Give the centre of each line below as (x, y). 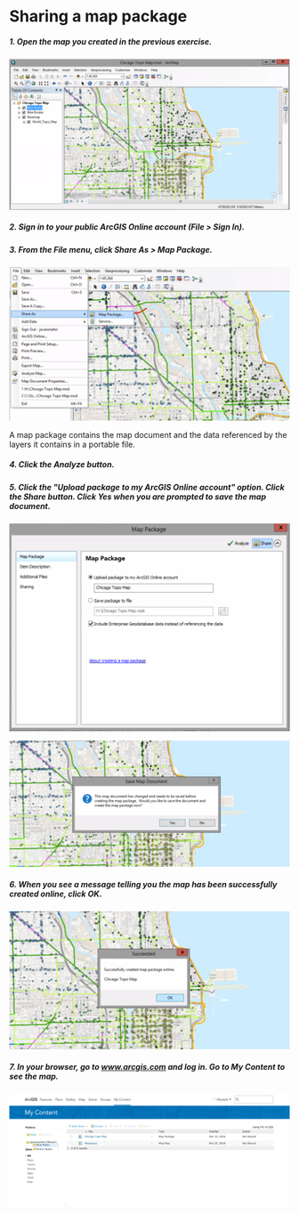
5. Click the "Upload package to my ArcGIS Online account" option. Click (147, 487)
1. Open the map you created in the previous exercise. (111, 41)
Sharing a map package (98, 16)
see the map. (34, 1076)
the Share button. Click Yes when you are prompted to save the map (138, 497)
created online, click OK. (56, 894)
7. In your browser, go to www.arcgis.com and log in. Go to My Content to (147, 1066)
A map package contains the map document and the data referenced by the (148, 434)
